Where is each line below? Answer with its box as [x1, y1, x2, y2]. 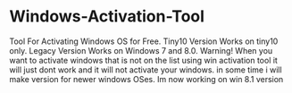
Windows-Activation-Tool [9, 6, 205, 27]
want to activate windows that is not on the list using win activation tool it [9, 55, 279, 65]
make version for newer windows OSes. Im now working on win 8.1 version [9, 73, 284, 84]
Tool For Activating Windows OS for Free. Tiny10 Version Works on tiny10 [9, 36, 279, 46]
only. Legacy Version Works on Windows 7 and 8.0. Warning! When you [9, 45, 273, 55]
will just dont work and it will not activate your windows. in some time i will [9, 64, 283, 75]
